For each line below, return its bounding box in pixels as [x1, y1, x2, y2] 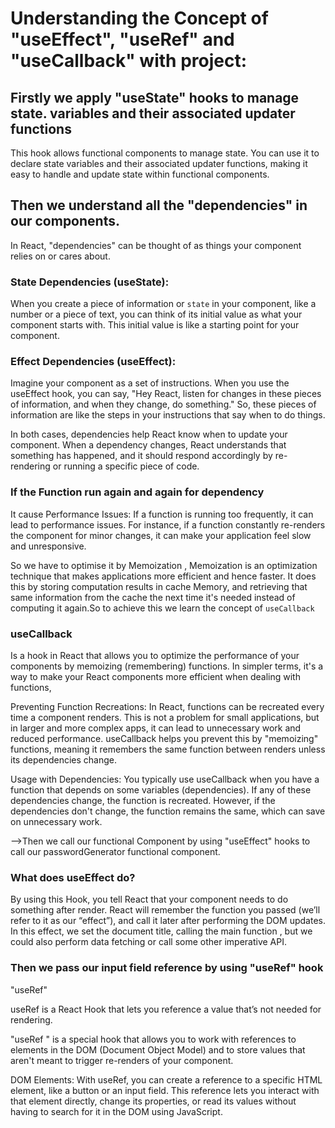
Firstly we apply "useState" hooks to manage [10, 89, 300, 106]
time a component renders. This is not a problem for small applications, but [10, 712, 320, 723]
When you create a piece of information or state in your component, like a [10, 298, 317, 310]
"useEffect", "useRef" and [10, 28, 235, 51]
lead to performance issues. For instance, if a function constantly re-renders [10, 518, 326, 531]
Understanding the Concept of [10, 7, 269, 30]
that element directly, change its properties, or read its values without [10, 1095, 297, 1107]
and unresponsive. [10, 540, 87, 552]
